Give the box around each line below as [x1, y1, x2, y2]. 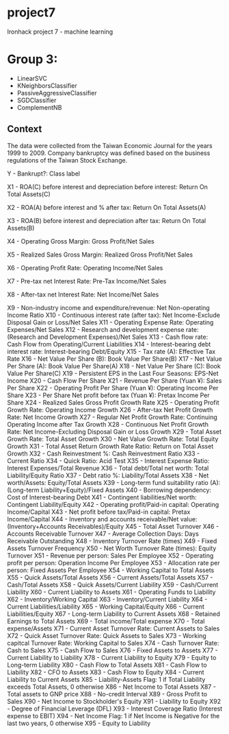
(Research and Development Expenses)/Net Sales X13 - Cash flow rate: [7, 333, 208, 341]
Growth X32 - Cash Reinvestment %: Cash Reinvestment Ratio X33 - [7, 449, 200, 458]
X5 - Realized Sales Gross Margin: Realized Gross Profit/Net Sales [7, 250, 193, 259]
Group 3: [7, 51, 58, 67]
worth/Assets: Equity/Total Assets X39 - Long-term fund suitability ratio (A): [7, 478, 221, 486]
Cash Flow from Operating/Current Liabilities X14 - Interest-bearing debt [7, 340, 211, 348]
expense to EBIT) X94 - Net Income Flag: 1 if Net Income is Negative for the [7, 711, 220, 720]
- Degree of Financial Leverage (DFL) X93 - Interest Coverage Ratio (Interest [7, 705, 223, 713]
